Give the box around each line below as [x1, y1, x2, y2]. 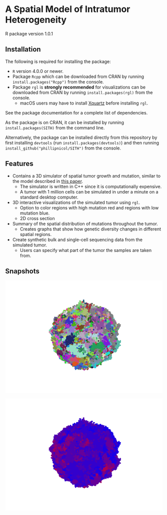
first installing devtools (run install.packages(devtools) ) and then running [5, 139, 159, 145]
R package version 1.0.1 [5, 30, 53, 36]
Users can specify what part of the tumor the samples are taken [19, 247, 151, 253]
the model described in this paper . [12, 178, 83, 184]
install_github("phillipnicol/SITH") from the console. [5, 145, 121, 151]
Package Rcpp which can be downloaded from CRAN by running [12, 73, 144, 79]
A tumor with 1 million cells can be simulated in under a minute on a [19, 188, 158, 194]
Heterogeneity [5, 14, 66, 25]
